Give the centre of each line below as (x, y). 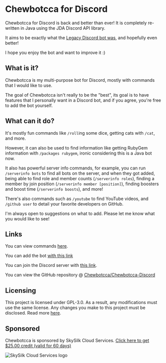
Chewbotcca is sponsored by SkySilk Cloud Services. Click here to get (77, 340)
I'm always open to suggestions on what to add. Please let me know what (80, 213)
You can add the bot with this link (39, 256)
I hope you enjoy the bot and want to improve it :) (55, 52)
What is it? (22, 68)
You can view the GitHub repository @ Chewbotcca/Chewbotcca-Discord (80, 275)
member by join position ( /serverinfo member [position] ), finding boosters (82, 184)
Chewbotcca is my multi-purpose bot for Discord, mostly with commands (80, 80)
